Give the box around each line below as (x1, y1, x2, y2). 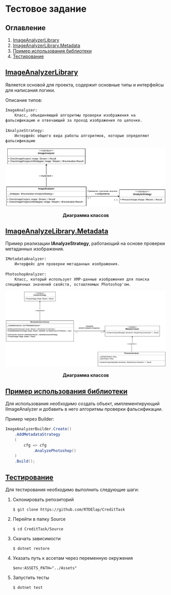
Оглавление (5, 24, 46, 32)
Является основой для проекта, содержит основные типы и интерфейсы (5, 81, 164, 87)
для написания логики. (5, 87, 56, 93)
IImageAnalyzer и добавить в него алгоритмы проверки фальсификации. (5, 406, 163, 412)
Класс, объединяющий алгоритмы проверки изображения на (14, 113, 136, 118)
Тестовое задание (5, 3, 87, 15)
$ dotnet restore (12, 546, 50, 551)
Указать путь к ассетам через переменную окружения (12, 555, 133, 561)
